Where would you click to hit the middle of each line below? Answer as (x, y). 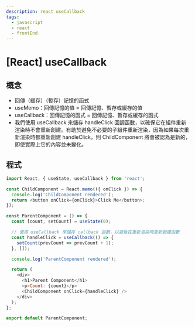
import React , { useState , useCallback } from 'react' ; (76, 178)
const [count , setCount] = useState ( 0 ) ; (61, 222)
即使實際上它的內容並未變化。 (50, 145)
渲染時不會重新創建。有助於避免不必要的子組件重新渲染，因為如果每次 (99, 130)
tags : (13, 17)
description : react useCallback (45, 11)
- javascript (27, 22)
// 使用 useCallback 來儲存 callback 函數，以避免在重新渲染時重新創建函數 (95, 232)
